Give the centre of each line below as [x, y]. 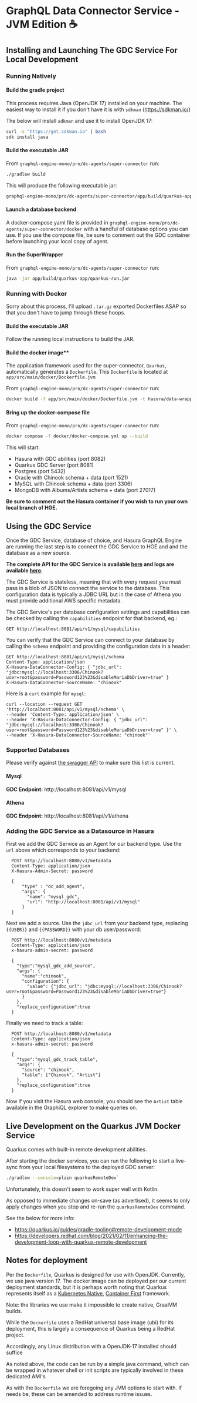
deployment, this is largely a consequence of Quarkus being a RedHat [91, 1328]
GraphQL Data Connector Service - [93, 11]
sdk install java [27, 137]
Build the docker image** [38, 352]
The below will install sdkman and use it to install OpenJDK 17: [79, 120]
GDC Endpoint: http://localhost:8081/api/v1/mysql [66, 789]
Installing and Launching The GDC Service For [92, 50]
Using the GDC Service [49, 526]
